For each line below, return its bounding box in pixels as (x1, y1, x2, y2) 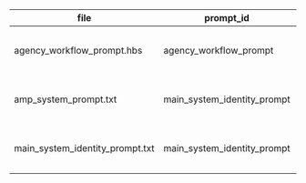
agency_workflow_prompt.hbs (14, 45, 143, 56)
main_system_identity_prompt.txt (14, 142, 155, 154)
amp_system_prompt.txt (14, 93, 117, 106)
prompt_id (204, 12, 250, 24)
